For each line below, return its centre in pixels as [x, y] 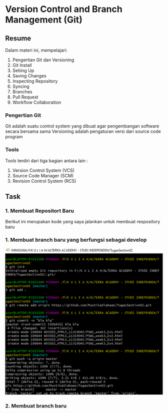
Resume [18, 38]
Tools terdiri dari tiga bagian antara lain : [47, 160]
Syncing [21, 86]
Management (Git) [44, 20]
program [14, 137]
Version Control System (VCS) [43, 170]
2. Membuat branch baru [36, 406]
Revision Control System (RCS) [44, 181]
